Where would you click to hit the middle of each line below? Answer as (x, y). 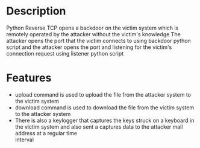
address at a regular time (46, 133)
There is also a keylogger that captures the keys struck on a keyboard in (105, 120)
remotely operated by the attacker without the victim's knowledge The (93, 34)
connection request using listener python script (65, 53)
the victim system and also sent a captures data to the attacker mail (99, 127)
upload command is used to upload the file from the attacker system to (103, 94)
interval (24, 140)
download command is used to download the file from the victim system (105, 108)
